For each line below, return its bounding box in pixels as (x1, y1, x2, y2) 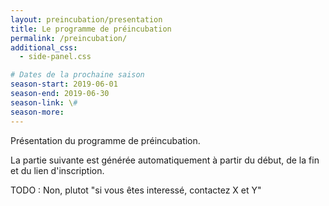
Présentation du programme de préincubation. (10, 134, 201, 146)
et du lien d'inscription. (10, 164, 105, 176)
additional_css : (10, 42, 78, 53)
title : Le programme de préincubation (10, 24, 172, 34)
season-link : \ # (10, 97, 78, 108)
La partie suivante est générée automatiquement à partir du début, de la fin (10, 154, 320, 166)
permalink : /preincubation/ (10, 33, 128, 43)
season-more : (10, 107, 65, 117)
